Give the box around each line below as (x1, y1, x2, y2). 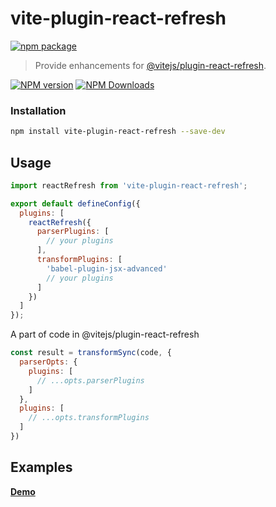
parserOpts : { (19, 357, 78, 367)
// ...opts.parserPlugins (36, 375, 145, 386)
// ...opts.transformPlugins (28, 413, 150, 423)
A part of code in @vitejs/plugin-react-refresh (10, 328, 200, 341)
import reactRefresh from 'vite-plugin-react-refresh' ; (10, 180, 248, 191)
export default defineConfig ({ (10, 198, 141, 209)
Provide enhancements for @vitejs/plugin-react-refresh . (34, 59, 267, 71)
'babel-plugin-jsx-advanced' (46, 263, 168, 274)
